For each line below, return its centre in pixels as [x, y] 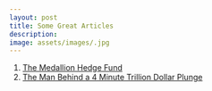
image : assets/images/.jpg [59, 42]
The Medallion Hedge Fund [72, 68]
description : [34, 34]
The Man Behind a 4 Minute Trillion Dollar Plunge [112, 78]
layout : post [34, 17]
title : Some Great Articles [62, 26]
